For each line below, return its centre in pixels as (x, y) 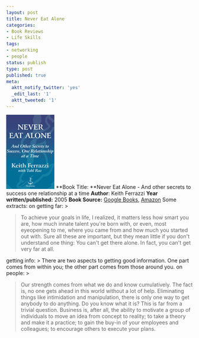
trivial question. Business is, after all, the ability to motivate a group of (105, 309)
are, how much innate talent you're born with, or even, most (94, 223)
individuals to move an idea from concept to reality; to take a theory (103, 316)
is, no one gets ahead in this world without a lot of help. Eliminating (102, 290)
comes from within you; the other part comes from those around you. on (94, 267)
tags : (13, 44)
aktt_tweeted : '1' (34, 100)
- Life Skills (24, 38)
